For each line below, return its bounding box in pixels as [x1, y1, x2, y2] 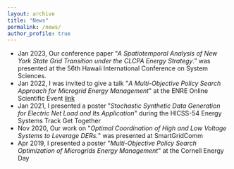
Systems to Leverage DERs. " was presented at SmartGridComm [17, 132, 203, 140]
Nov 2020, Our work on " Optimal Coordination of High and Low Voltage [17, 124, 227, 132]
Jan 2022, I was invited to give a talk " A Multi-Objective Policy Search [17, 79, 221, 88]
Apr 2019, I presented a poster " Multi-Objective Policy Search [17, 139, 197, 148]
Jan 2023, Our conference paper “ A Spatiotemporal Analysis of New [17, 49, 218, 58]
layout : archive [7, 10, 55, 18]
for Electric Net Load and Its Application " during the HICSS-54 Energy [17, 109, 222, 118]
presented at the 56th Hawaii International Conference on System [17, 64, 209, 73]
